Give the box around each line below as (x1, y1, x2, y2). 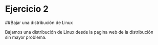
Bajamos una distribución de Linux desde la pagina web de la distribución (5, 29, 154, 35)
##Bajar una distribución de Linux (5, 20, 73, 25)
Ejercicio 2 (5, 3, 49, 15)
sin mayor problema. (5, 34, 46, 40)
